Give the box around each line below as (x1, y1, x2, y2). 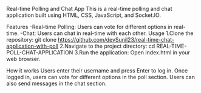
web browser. (6, 56, 41, 62)
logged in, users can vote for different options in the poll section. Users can (6, 74, 196, 80)
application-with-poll (6, 42, 59, 50)
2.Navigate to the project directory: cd (60, 42, 155, 50)
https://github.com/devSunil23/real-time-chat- (57, 36, 175, 43)
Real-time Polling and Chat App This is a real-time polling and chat (6, 5, 172, 12)
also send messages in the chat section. (6, 80, 107, 87)
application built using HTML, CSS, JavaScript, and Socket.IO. (6, 11, 161, 19)
